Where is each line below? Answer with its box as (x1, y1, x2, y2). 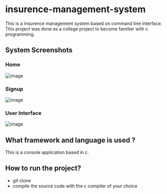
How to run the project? (5, 164, 81, 173)
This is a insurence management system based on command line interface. (5, 20, 162, 26)
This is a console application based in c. (5, 149, 89, 155)
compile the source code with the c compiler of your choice (12, 183, 138, 189)
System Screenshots (5, 46, 73, 54)
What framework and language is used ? (5, 136, 136, 144)
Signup (5, 85, 24, 92)
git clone (12, 177, 31, 183)
